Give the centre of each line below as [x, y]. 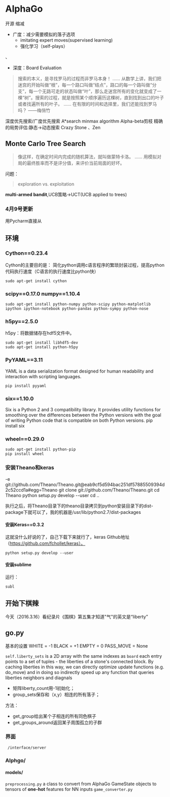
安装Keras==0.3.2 [25, 525]
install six [15, 425]
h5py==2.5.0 [22, 321]
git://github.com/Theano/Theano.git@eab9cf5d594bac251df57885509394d [85, 484]
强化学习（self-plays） [44, 46]
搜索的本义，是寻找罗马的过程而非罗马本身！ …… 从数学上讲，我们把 [89, 78]
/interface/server [27, 748]
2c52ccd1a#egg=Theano [31, 490]
